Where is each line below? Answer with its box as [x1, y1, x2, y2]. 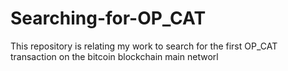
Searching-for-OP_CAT [10, 7, 207, 30]
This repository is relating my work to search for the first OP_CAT [10, 40, 278, 52]
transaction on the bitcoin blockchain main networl [10, 50, 219, 62]
